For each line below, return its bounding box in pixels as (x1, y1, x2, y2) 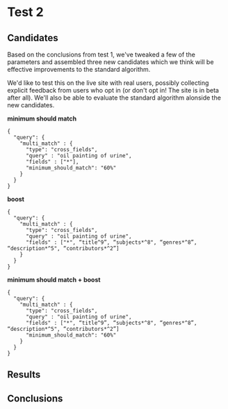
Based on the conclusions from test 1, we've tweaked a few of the (7, 50, 196, 59)
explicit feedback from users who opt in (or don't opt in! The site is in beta (7, 86, 219, 94)
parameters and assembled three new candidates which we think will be (7, 58, 214, 66)
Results (7, 369, 41, 380)
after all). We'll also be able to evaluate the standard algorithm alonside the (7, 93, 221, 102)
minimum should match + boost (7, 276, 101, 284)
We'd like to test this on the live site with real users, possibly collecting (7, 79, 209, 87)
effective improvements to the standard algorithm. (7, 65, 151, 73)
